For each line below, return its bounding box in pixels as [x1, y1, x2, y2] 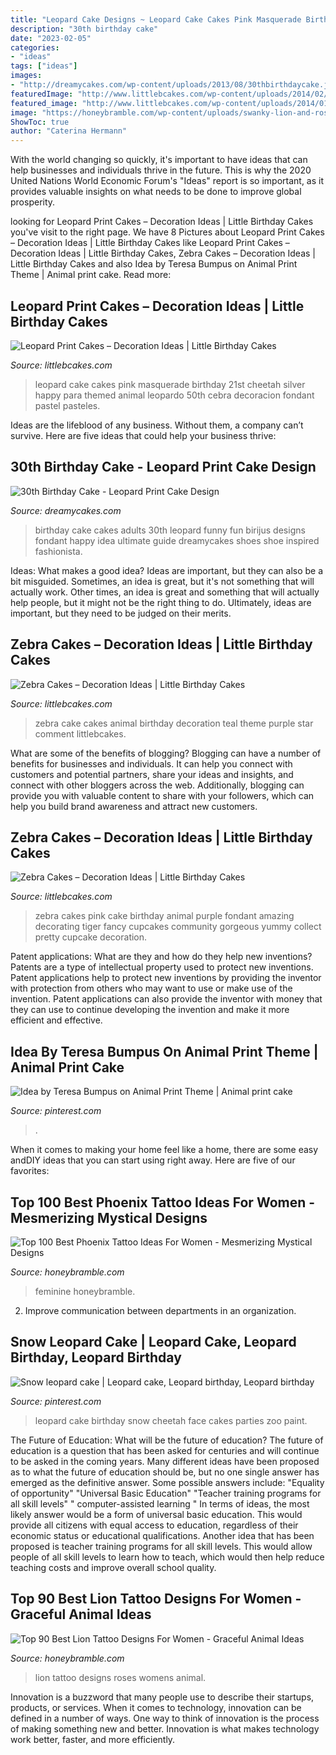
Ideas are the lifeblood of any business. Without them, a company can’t [10, 419, 304, 431]
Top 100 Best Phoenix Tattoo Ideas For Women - [10, 1194, 316, 1211]
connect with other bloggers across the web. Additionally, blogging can [10, 779, 305, 791]
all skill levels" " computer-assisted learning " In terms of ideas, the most [10, 1497, 310, 1510]
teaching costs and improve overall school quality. [10, 1561, 217, 1573]
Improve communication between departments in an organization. [24, 1305, 297, 1316]
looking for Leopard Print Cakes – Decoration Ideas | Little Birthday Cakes [10, 216, 314, 228]
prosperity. [10, 196, 56, 208]
